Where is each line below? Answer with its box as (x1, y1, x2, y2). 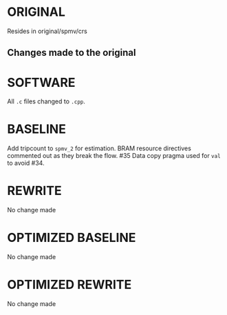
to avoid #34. (7, 159, 45, 167)
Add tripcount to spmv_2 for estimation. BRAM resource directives (7, 144, 191, 152)
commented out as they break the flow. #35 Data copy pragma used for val (7, 152, 221, 160)
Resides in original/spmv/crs (7, 27, 87, 35)
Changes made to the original (7, 47, 136, 59)
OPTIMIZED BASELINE (7, 230, 136, 245)
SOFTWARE (7, 74, 76, 90)
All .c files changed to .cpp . (7, 97, 86, 105)
